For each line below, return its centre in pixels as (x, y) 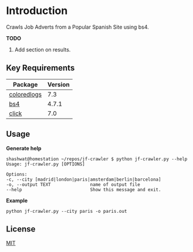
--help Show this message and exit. (84, 189)
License (21, 229)
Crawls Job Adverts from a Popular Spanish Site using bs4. (78, 27)
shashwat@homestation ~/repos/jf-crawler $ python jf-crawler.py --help (97, 159)
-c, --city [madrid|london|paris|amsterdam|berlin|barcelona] (84, 179)
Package (25, 84)
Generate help (24, 148)
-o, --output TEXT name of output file (73, 184)
